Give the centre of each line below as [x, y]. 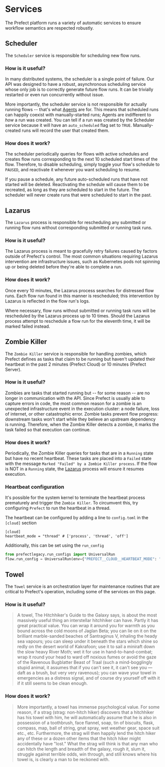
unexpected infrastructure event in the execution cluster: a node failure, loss [82, 409]
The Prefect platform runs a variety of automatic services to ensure [73, 23]
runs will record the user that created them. [66, 131]
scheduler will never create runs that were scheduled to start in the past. [79, 195]
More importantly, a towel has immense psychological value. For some [88, 707]
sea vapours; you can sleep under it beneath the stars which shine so [87, 641]
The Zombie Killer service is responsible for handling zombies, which [76, 353]
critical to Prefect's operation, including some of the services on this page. [81, 592]
